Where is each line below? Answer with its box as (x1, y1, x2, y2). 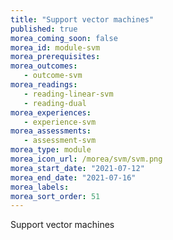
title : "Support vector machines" (10, 14, 155, 25)
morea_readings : (10, 80, 78, 90)
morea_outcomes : (10, 61, 78, 71)
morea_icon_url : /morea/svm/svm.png (10, 154, 163, 164)
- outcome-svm (23, 71, 83, 81)
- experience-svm (23, 117, 97, 127)
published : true (10, 24, 78, 34)
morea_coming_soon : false (10, 33, 118, 43)
